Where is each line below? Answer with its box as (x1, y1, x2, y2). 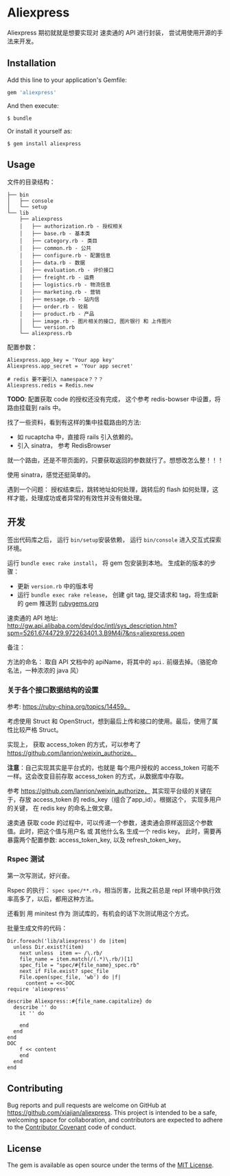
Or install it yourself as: (7, 127, 72, 135)
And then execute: (7, 101, 59, 109)
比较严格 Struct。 (12, 725, 62, 734)
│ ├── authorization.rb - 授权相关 (19, 223, 124, 230)
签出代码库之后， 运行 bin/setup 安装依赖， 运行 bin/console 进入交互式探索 (7, 535, 222, 544)
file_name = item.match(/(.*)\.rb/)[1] (19, 955, 134, 963)
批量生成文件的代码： (7, 923, 67, 932)
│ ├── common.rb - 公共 (19, 245, 91, 252)
